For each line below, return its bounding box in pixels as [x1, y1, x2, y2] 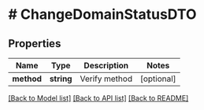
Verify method [80, 73, 132, 84]
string [49, 73, 72, 84]
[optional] [139, 73, 176, 84]
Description [83, 60, 129, 71]
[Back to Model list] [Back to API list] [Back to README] [8, 93, 189, 103]
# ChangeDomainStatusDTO [8, 5, 197, 24]
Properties [8, 37, 61, 50]
